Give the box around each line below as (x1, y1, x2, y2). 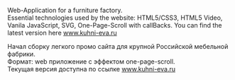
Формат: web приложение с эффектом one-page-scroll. (7, 57, 175, 66)
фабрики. (7, 50, 35, 58)
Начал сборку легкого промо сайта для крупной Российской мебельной (7, 42, 229, 50)
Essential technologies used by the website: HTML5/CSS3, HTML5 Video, (7, 13, 223, 22)
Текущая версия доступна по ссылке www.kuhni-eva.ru (7, 65, 176, 73)
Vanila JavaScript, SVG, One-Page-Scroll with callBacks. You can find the (7, 21, 222, 29)
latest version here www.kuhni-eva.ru (7, 28, 117, 37)
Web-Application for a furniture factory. (7, 6, 123, 14)
